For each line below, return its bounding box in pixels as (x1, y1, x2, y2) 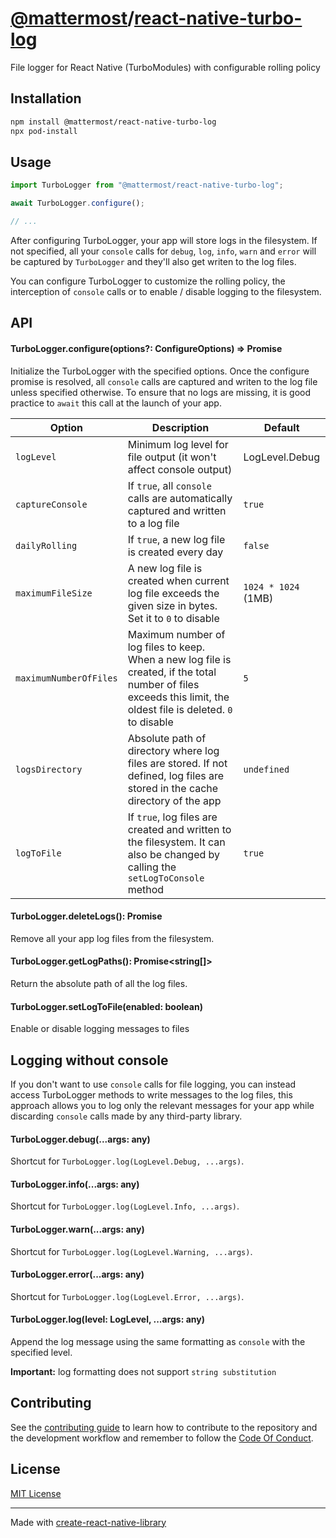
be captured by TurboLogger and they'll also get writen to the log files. (10, 255, 297, 267)
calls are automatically (127, 491, 233, 505)
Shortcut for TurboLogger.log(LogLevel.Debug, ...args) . (10, 1155, 245, 1167)
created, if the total (127, 665, 217, 679)
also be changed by (127, 847, 221, 861)
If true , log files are (127, 810, 218, 824)
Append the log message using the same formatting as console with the (10, 1335, 306, 1347)
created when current (127, 573, 230, 587)
